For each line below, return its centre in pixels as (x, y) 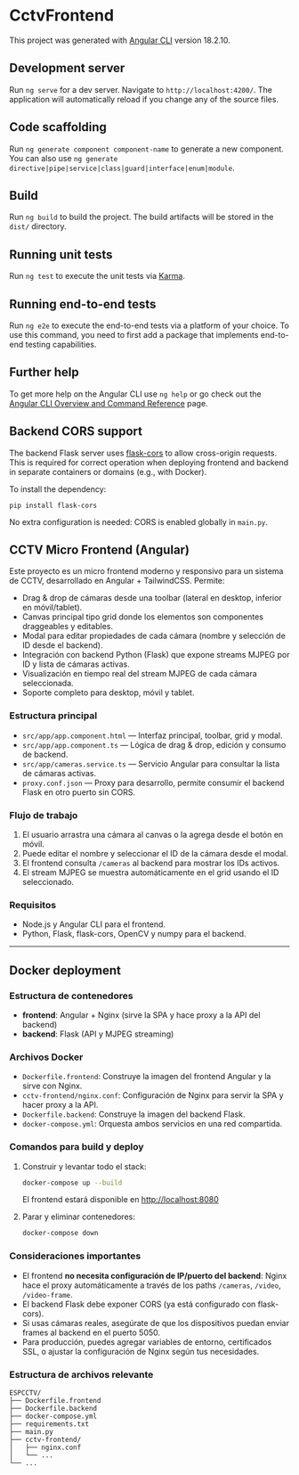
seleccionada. (48, 684)
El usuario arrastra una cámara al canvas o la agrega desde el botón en (153, 835)
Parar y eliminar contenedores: (78, 1217)
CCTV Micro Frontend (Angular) (99, 550)
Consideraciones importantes (75, 1256)
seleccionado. (48, 882)
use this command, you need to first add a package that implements (134, 335)
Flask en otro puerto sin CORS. (79, 792)
